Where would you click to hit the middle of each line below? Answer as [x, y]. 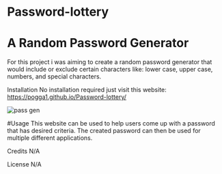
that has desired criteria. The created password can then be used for [104, 131]
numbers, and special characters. [54, 76]
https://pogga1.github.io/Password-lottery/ [67, 97]
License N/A [25, 164]
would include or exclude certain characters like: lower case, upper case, [110, 70]
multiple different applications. [50, 138]
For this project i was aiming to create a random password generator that [110, 62]
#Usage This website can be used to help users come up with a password [111, 124]
